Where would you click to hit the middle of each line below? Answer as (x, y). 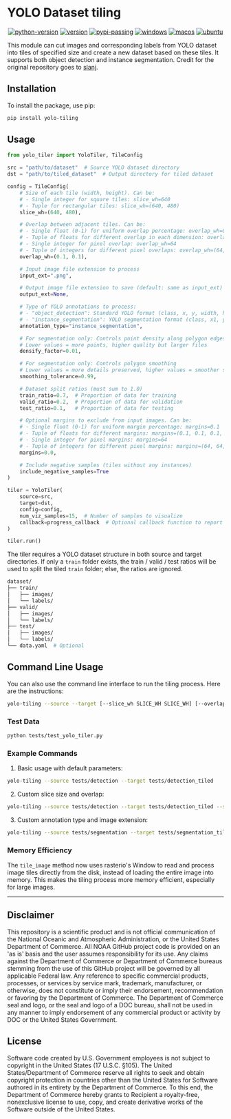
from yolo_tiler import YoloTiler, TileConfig (75, 155)
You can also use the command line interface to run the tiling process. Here (114, 684)
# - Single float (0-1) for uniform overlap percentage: (103, 231)
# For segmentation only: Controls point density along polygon (113, 338)
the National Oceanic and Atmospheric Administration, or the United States (113, 939)
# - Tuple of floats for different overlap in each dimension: (112, 238)
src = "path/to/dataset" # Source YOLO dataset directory (93, 168)
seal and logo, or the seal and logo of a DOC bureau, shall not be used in (110, 1005)
